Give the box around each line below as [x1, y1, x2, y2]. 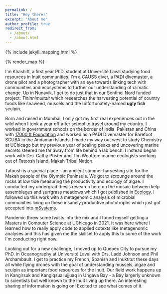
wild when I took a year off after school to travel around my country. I [5, 121, 147, 127]
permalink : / [5, 7, 32, 13]
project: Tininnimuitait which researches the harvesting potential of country [5, 95, 160, 101]
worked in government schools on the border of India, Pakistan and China [5, 126, 157, 132]
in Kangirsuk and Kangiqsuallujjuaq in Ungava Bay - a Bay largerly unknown [5, 272, 161, 278]
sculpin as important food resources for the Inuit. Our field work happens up [5, 266, 162, 273]
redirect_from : [5, 26, 37, 31]
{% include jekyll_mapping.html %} [5, 49, 77, 55]
